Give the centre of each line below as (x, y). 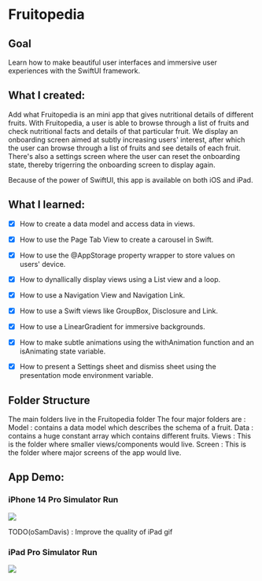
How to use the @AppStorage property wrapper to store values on (127, 255)
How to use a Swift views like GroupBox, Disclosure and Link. (119, 311)
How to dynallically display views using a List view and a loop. (120, 279)
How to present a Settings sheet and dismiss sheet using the (118, 367)
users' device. (42, 264)
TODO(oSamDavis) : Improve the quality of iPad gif (90, 531)
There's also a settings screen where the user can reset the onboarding (124, 156)
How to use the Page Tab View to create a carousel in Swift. (116, 239)
